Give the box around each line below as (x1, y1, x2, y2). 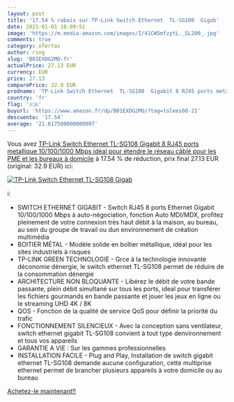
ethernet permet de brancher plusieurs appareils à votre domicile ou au (17, 366, 223, 374)
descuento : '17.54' (7, 114, 64, 121)
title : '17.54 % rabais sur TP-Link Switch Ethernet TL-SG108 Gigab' (7, 17, 219, 24)
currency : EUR (7, 68, 49, 75)
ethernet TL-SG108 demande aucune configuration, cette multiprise (17, 358, 212, 366)
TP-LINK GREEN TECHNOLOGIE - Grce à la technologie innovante (17, 255, 207, 263)
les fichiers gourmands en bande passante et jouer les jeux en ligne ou (17, 292, 221, 300)
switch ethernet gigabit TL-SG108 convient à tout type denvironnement (17, 329, 221, 337)
